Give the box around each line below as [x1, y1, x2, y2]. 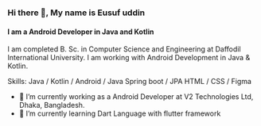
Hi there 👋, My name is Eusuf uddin [7, 7, 146, 18]
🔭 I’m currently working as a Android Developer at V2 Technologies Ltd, [18, 92, 254, 101]
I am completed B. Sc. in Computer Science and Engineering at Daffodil [7, 44, 241, 54]
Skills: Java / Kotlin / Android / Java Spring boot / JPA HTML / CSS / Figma [7, 77, 252, 86]
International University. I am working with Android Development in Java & [7, 53, 251, 63]
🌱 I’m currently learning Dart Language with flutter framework [18, 109, 221, 118]
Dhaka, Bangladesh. [18, 101, 85, 110]
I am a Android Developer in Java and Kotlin [7, 27, 154, 36]
